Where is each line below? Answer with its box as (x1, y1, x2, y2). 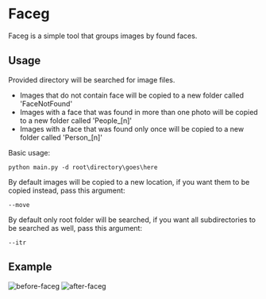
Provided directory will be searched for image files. (8, 75, 175, 84)
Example (8, 260, 52, 274)
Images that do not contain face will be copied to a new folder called (19, 90, 245, 100)
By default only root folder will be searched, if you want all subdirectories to (8, 215, 256, 224)
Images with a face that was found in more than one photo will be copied (19, 107, 258, 117)
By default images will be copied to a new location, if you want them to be (8, 177, 250, 186)
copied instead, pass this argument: (8, 186, 125, 195)
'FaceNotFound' (19, 98, 73, 108)
